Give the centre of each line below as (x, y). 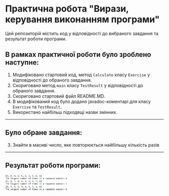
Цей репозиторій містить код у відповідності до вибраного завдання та (82, 33)
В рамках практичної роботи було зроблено (78, 55)
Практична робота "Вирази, (67, 9)
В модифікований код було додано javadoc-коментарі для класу (81, 101)
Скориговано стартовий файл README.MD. (59, 96)
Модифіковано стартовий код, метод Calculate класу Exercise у (81, 75)
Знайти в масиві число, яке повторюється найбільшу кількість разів (86, 145)
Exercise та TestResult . (37, 107)
